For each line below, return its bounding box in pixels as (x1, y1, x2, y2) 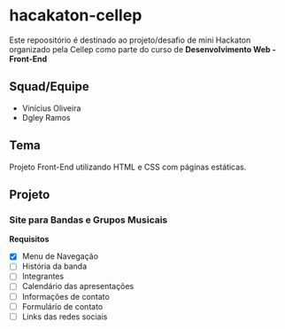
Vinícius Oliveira (21, 103, 81, 114)
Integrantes (21, 271, 65, 282)
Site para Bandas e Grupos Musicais (9, 214, 168, 226)
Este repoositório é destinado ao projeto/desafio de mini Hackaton (9, 35, 251, 45)
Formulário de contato (21, 301, 104, 311)
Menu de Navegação (21, 251, 99, 262)
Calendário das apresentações (21, 281, 135, 292)
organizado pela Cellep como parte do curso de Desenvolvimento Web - (9, 43, 276, 54)
